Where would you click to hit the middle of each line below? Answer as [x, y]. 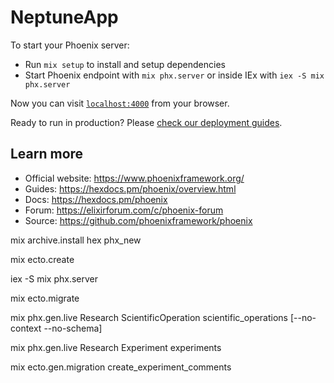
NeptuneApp [64, 17]
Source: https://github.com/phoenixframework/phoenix [138, 220]
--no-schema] [73, 328]
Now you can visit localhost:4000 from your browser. [120, 103]
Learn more [47, 154]
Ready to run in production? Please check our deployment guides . [146, 122]
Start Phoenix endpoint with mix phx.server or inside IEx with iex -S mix [174, 75]
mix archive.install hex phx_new [76, 240]
